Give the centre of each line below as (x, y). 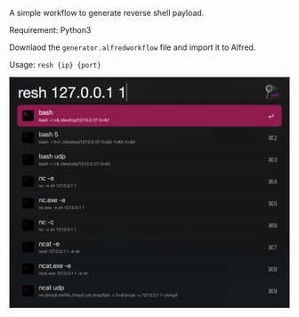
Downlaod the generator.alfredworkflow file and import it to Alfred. (133, 47)
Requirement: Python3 (50, 30)
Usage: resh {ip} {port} (55, 65)
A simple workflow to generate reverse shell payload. (107, 13)
